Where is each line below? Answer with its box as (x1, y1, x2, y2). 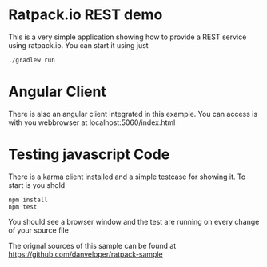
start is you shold (8, 180, 66, 189)
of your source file (8, 225, 70, 235)
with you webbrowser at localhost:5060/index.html (8, 118, 176, 127)
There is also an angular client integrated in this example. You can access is (8, 109, 258, 118)
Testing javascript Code (8, 145, 170, 164)
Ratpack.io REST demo (8, 6, 163, 24)
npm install (8, 196, 48, 204)
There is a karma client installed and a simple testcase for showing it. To (8, 172, 246, 181)
